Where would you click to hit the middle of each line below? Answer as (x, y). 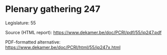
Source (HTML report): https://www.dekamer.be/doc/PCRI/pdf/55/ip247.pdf (83, 32)
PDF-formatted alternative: (33, 42)
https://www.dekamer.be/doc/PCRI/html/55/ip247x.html (63, 47)
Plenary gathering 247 (53, 9)
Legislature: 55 (21, 23)
